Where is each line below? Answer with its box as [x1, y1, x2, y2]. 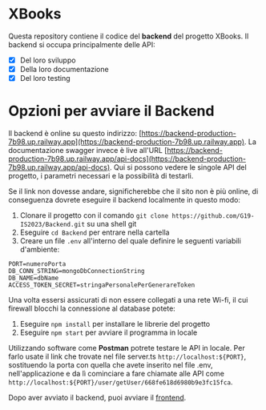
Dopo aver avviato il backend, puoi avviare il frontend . [8, 393, 187, 403]
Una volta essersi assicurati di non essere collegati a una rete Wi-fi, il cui [8, 295, 248, 305]
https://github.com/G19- [171, 212, 255, 220]
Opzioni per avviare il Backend [8, 102, 215, 120]
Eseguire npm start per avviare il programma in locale [19, 328, 198, 337]
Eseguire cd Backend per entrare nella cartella [19, 227, 170, 237]
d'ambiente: [19, 245, 60, 255]
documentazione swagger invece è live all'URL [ [8, 146, 167, 155]
